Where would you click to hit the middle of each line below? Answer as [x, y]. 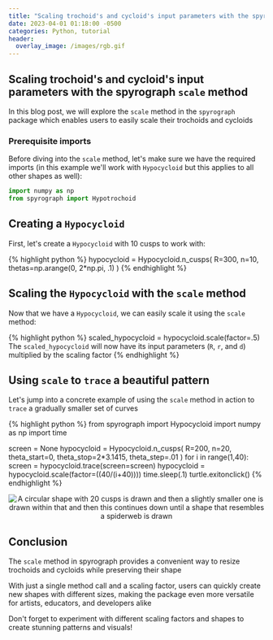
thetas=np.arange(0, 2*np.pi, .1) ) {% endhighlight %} [97, 268]
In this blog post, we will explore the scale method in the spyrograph [122, 111]
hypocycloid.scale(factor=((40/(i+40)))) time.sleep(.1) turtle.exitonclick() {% [135, 475]
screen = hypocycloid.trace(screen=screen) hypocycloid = [107, 466]
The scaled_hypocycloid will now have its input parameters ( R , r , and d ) [127, 346]
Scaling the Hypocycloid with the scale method [127, 294]
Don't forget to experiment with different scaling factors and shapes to [126, 619]
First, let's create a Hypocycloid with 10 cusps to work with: [107, 243]
